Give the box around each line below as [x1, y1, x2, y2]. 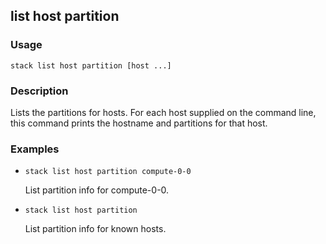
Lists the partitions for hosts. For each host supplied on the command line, [10, 106, 317, 118]
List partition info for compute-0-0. [24, 184, 170, 196]
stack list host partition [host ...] [10, 60, 172, 71]
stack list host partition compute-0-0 [24, 167, 192, 177]
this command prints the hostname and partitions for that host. [10, 117, 268, 129]
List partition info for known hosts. [24, 223, 167, 235]
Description [10, 84, 69, 98]
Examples [10, 142, 60, 156]
